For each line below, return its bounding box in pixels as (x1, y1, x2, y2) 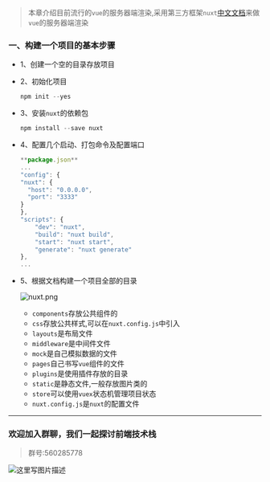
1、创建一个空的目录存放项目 (19, 59, 115, 69)
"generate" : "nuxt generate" (35, 245, 133, 254)
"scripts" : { (19, 216, 64, 224)
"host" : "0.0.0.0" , (27, 186, 93, 194)
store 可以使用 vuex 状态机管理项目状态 (31, 389, 157, 398)
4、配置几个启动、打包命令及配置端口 (19, 140, 145, 149)
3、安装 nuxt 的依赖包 (19, 108, 89, 118)
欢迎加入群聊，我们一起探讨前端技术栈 (8, 429, 157, 440)
